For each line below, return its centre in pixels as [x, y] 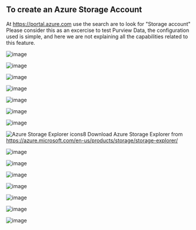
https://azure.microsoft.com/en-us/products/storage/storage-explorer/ [92, 140]
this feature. [21, 42]
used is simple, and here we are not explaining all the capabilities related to [97, 36]
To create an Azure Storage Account [74, 10]
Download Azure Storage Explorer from [135, 134]
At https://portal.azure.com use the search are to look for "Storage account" [99, 24]
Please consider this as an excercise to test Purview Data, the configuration [98, 30]
